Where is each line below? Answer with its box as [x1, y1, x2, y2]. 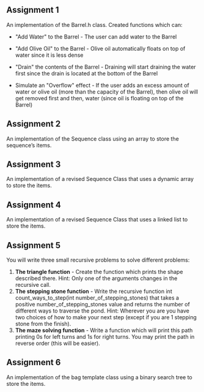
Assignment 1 [6, 5, 59, 15]
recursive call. [15, 281, 51, 289]
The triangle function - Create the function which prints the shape [15, 268, 183, 276]
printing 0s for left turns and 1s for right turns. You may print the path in [15, 333, 195, 341]
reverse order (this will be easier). [15, 339, 101, 347]
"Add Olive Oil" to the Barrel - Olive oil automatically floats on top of [15, 45, 186, 52]
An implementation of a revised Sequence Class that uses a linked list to [6, 216, 188, 223]
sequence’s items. [6, 141, 52, 149]
